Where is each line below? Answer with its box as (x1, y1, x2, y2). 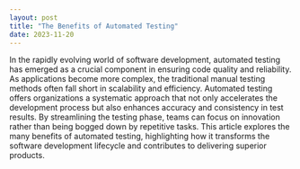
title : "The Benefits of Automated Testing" (9, 22, 179, 31)
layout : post (9, 13, 58, 22)
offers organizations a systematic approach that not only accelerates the (9, 93, 278, 103)
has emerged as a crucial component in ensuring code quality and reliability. (9, 64, 292, 75)
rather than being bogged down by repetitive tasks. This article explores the (9, 121, 290, 132)
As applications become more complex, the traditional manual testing (9, 74, 266, 84)
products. (9, 150, 45, 161)
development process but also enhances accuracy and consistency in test (9, 102, 285, 113)
